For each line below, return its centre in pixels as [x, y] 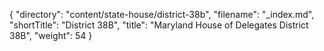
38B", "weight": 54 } [51, 35]
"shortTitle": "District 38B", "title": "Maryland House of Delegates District [159, 25]
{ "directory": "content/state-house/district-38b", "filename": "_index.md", [162, 14]
